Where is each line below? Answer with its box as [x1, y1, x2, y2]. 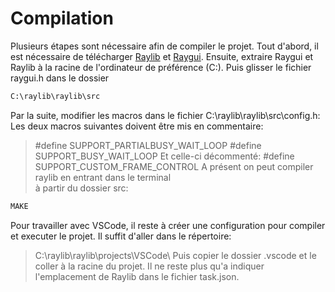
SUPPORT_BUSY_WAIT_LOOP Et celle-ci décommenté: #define [34, 150, 295, 162]
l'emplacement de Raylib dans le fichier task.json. [34, 270, 240, 282]
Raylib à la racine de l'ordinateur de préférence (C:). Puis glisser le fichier [10, 61, 312, 73]
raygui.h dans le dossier [10, 72, 110, 84]
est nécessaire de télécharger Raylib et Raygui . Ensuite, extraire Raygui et [10, 50, 314, 62]
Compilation [10, 7, 114, 30]
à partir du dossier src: [34, 182, 129, 194]
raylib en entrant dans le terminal [34, 171, 172, 183]
